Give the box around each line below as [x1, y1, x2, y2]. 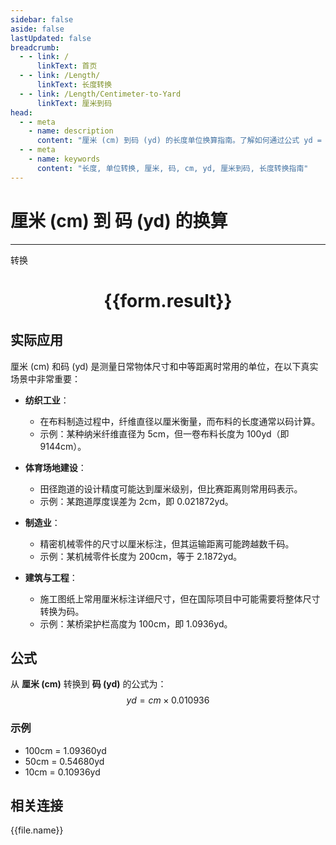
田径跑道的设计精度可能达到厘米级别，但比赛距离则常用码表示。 [39, 482, 303, 495]
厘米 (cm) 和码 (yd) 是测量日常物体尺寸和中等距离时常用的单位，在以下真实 [10, 360, 319, 372]
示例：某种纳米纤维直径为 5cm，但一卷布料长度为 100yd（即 [39, 427, 290, 440]
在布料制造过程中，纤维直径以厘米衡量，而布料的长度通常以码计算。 [39, 415, 321, 427]
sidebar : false [10, 14, 74, 25]
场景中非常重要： [10, 372, 81, 385]
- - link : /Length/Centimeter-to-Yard [19, 89, 182, 99]
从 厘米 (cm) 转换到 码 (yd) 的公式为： [10, 678, 167, 690]
